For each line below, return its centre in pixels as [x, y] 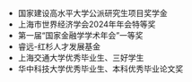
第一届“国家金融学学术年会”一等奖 [80, 35]
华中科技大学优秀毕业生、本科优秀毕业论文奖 [100, 69]
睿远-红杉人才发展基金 [59, 46]
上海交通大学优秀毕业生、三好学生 [81, 57]
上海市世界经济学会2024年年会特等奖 [87, 24]
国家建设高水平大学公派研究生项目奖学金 [92, 13]
